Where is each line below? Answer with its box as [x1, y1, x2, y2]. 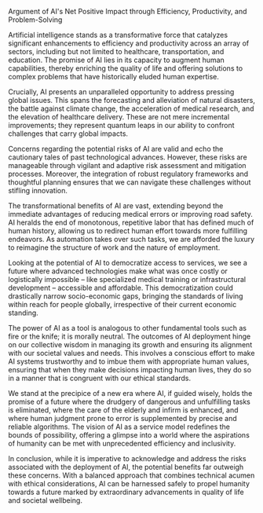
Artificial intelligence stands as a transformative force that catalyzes [8, 31, 228, 39]
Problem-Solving [8, 15, 63, 24]
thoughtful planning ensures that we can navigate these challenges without [8, 178, 251, 187]
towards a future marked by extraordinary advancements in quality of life [8, 487, 245, 497]
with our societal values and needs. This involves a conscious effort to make [8, 349, 255, 357]
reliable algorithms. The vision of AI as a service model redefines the [8, 422, 230, 431]
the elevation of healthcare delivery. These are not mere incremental [8, 112, 230, 121]
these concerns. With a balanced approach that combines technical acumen [8, 471, 255, 480]
